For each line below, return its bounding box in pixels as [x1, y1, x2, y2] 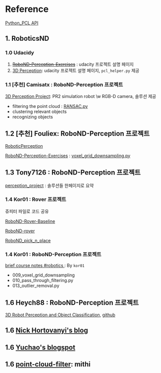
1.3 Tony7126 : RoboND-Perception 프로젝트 [5, 168, 141, 177]
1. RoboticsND [5, 34, 50, 43]
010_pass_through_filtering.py [12, 278, 73, 283]
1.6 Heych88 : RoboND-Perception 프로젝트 [5, 298, 139, 307]
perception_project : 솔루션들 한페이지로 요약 [5, 183, 94, 188]
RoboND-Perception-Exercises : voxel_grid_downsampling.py [5, 153, 130, 159]
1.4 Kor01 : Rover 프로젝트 [5, 196, 66, 203]
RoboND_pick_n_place [5, 237, 51, 243]
